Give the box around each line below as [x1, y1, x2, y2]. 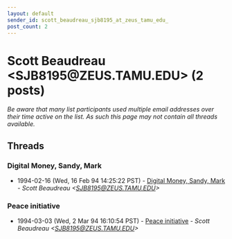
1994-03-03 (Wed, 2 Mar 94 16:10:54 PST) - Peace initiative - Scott [17, 217, 210, 225]
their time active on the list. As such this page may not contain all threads [7, 112, 218, 121]
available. [7, 120, 36, 128]
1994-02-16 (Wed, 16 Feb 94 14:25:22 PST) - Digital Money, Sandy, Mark [17, 177, 226, 184]
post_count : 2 [7, 23, 48, 30]
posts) [7, 82, 45, 98]
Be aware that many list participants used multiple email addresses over [7, 105, 215, 114]
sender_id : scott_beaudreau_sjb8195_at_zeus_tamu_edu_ [7, 17, 169, 24]
